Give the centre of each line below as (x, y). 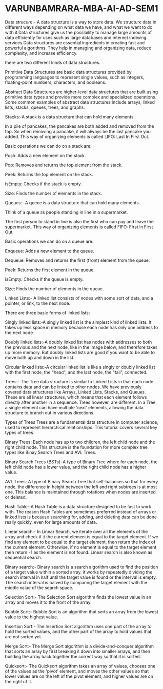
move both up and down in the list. (40, 357)
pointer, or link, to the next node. (38, 303)
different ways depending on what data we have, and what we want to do (79, 27)
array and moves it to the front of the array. (48, 602)
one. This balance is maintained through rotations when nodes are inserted (81, 492)
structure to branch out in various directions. (50, 413)
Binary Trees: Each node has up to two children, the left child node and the (80, 442)
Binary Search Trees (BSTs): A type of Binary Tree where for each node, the (81, 462)
